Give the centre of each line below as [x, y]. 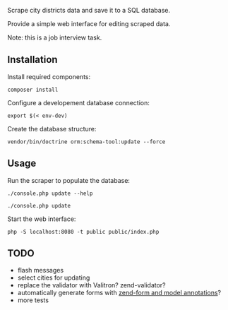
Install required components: [49, 76]
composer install [33, 90]
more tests [33, 300]
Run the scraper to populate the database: [69, 180]
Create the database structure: [52, 129]
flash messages [41, 270]
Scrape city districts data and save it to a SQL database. [89, 10]
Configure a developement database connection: [78, 102]
